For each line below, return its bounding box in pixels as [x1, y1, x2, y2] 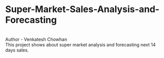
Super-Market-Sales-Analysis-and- [5, 4, 160, 15]
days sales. [5, 47, 29, 53]
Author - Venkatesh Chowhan [5, 36, 68, 42]
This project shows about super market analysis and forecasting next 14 [5, 41, 156, 47]
